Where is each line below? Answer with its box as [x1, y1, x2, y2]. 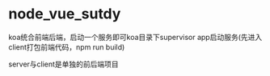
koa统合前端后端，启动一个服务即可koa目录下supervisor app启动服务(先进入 [8, 32, 263, 42]
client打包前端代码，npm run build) [8, 42, 125, 52]
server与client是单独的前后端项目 [8, 59, 119, 69]
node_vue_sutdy [8, 5, 121, 23]
